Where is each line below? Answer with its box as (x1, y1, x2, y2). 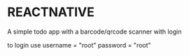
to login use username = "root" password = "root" (7, 41, 152, 49)
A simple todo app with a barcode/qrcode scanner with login (7, 27, 182, 36)
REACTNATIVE (7, 4, 94, 20)
